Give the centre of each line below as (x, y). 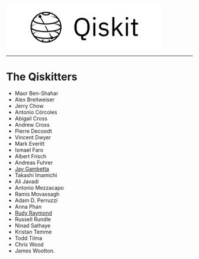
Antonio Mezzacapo (39, 187)
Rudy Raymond (33, 213)
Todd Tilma (28, 238)
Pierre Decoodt (33, 131)
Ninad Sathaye (33, 225)
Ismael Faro (29, 150)
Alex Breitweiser (35, 100)
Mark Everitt (30, 143)
